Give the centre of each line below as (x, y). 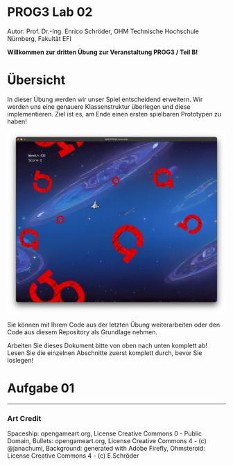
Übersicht (36, 80)
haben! (17, 121)
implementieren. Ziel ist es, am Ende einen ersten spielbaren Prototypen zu (114, 114)
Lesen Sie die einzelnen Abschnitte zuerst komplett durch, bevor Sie (105, 353)
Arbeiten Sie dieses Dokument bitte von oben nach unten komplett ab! (107, 346)
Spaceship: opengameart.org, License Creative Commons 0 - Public (105, 433)
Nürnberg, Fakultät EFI (39, 38)
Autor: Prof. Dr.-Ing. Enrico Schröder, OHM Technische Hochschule (103, 31)
